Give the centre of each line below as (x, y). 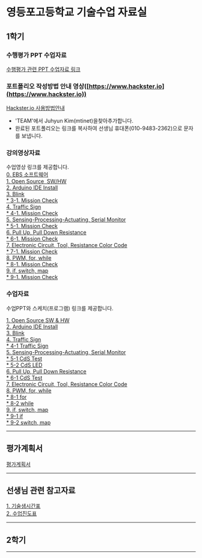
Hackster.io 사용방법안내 (35, 108)
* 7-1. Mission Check (32, 252)
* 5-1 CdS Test (24, 358)
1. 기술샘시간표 (23, 506)
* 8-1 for (17, 397)
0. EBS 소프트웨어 (27, 174)
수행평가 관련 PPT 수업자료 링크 (44, 69)
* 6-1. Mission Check (32, 239)
